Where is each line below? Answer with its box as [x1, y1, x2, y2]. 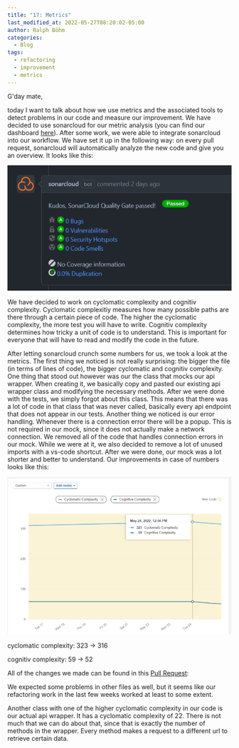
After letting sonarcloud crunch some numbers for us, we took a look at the [7, 349, 228, 358]
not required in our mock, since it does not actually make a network [7, 424, 205, 433]
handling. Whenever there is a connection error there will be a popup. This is [7, 417, 232, 426]
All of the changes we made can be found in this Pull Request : [7, 668, 189, 677]
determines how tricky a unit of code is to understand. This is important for [7, 328, 228, 336]
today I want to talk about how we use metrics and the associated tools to [7, 105, 223, 114]
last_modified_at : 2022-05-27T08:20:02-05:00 [7, 18, 144, 26]
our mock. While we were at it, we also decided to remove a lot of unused [7, 439, 223, 448]
